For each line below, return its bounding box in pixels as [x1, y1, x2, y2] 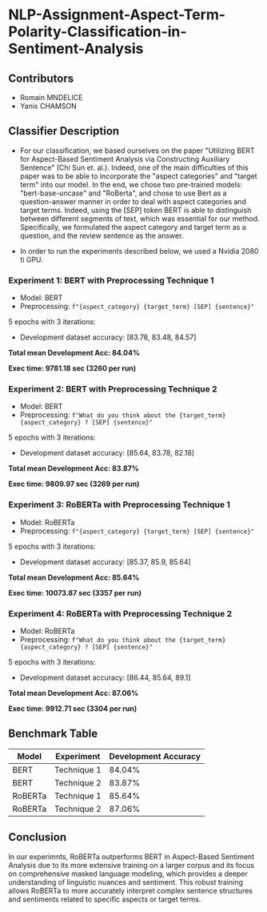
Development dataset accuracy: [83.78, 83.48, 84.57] [19, 332, 197, 342]
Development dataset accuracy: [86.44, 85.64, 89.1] [19, 673, 191, 682]
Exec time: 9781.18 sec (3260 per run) [8, 364, 137, 373]
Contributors [8, 71, 74, 85]
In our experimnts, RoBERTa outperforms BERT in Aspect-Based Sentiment [8, 851, 254, 862]
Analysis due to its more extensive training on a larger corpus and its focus [8, 860, 254, 870]
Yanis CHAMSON [19, 102, 78, 110]
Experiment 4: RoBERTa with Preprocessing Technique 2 [8, 608, 233, 619]
